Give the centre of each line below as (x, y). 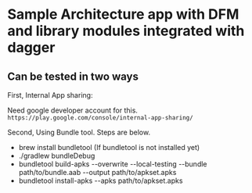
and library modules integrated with (126, 31)
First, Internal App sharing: (50, 95)
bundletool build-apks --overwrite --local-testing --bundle (113, 164)
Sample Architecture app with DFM (123, 14)
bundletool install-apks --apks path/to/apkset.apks (101, 180)
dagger (31, 48)
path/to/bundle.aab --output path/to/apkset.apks (97, 172)
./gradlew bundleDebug (57, 155)
